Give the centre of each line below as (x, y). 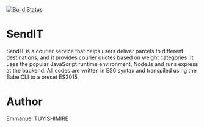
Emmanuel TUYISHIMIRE (38, 118)
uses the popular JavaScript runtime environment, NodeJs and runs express (102, 64)
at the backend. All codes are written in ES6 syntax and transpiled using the (101, 70)
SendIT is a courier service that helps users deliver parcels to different (95, 51)
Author (24, 102)
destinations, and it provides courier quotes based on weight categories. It (100, 57)
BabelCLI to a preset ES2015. (43, 77)
